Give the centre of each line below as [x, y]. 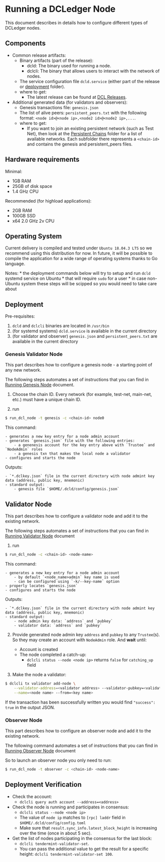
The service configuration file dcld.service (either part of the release [90, 81]
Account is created [39, 650]
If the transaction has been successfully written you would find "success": [80, 702]
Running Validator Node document [40, 536]
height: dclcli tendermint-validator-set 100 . [66, 854]
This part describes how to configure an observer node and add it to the [78, 731]
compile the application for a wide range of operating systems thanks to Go [82, 259]
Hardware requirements [42, 160]
